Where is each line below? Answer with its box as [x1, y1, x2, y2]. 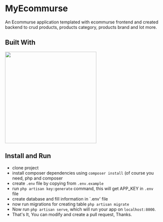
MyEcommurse [5, 3, 68, 14]
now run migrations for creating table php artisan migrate [12, 201, 129, 207]
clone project [12, 164, 39, 171]
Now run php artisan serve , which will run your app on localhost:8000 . [12, 206, 156, 212]
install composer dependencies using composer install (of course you [12, 170, 154, 176]
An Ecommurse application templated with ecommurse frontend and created [5, 19, 159, 25]
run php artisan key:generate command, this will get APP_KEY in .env [12, 185, 154, 191]
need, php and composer [12, 175, 63, 181]
